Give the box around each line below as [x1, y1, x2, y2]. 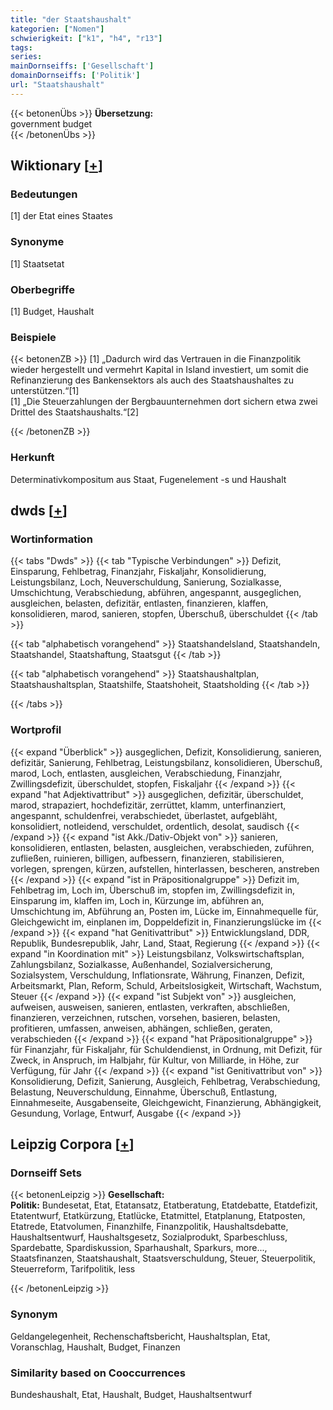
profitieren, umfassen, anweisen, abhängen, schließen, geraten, [10, 1022, 273, 1034]
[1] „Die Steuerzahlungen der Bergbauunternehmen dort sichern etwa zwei [10, 396, 318, 408]
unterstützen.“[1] [10, 385, 80, 397]
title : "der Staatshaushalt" [10, 14, 132, 25]
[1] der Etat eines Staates [10, 210, 113, 222]
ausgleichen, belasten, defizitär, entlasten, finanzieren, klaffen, [10, 597, 269, 610]
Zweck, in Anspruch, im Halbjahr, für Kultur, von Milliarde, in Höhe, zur [10, 1054, 300, 1066]
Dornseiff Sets [10, 1166, 82, 1180]
